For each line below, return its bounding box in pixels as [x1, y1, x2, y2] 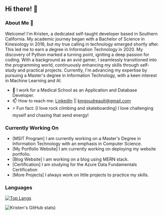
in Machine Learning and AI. [5, 77, 62, 83]
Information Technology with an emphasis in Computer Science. [12, 141, 142, 146]
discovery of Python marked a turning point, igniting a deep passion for [5, 51, 150, 57]
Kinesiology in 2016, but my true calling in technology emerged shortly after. [5, 41, 160, 47]
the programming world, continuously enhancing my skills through [5, 62, 139, 68]
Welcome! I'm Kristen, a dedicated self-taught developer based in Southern [5, 30, 158, 37]
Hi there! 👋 [5, 5, 38, 13]
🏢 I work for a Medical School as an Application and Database [12, 87, 137, 93]
